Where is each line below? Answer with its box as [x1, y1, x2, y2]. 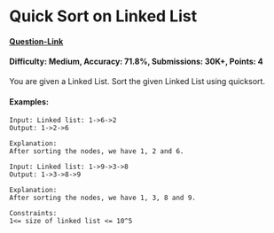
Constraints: [9, 209, 58, 218]
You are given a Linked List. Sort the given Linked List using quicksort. [9, 75, 266, 86]
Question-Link [9, 35, 64, 46]
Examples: [9, 96, 49, 107]
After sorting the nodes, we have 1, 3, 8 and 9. [9, 193, 197, 203]
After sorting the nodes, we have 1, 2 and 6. [9, 147, 184, 156]
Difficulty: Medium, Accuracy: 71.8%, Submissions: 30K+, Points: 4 [9, 56, 263, 67]
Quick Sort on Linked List [9, 6, 198, 27]
